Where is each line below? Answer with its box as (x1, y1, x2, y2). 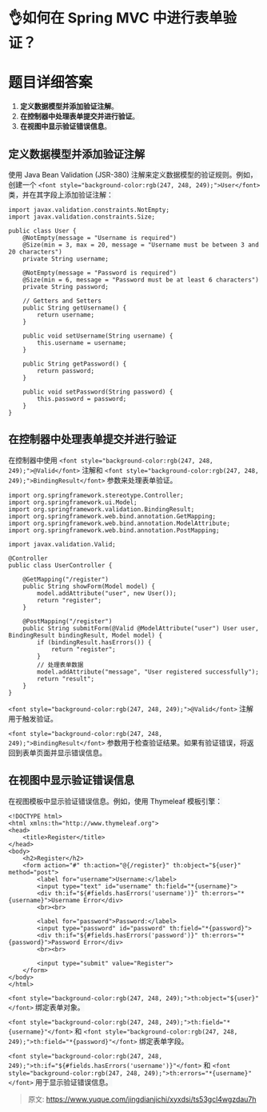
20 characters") (8, 247, 62, 256)
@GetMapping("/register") (22, 575, 110, 583)
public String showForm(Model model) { (22, 582, 156, 590)
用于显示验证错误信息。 (35, 1077, 114, 1086)
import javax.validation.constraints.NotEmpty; (8, 206, 170, 214)
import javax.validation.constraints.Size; (8, 213, 156, 221)
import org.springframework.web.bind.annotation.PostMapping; (8, 526, 220, 534)
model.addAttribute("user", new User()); (37, 589, 177, 598)
